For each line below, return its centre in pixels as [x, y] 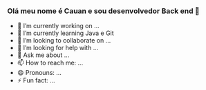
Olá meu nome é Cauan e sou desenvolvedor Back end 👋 [104, 11]
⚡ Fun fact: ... [36, 80]
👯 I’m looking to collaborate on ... [64, 41]
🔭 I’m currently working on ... [58, 26]
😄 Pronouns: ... [39, 73]
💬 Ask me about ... [43, 55]
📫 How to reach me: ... [50, 63]
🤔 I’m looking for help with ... [58, 48]
